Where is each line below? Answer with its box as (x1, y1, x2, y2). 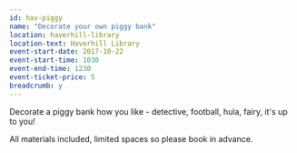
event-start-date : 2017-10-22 (9, 47, 124, 56)
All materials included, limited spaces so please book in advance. (9, 133, 253, 144)
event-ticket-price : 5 (9, 73, 95, 82)
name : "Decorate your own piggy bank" (9, 22, 156, 31)
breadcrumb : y (9, 81, 64, 90)
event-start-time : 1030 (9, 56, 100, 65)
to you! (9, 116, 36, 127)
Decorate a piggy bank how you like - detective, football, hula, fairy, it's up (9, 106, 288, 117)
